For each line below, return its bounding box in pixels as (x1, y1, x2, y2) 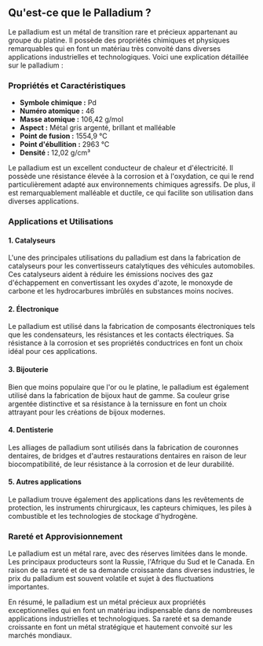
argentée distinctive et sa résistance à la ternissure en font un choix (8, 399, 228, 408)
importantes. (8, 582, 49, 592)
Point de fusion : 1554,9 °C (19, 131, 108, 141)
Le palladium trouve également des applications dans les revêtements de (8, 495, 245, 505)
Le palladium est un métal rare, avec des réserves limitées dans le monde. (8, 549, 248, 558)
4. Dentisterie (8, 425, 53, 435)
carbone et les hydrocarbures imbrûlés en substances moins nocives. (8, 287, 234, 296)
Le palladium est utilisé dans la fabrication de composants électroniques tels (8, 322, 255, 331)
